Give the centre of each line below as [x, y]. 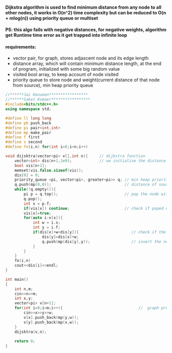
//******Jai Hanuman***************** [47, 95]
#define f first [23, 137]
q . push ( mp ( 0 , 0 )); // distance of [86, 185]
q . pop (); [33, 199]
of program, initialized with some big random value [66, 69]
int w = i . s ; [46, 223]
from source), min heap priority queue [53, 85]
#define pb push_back [28, 123]
